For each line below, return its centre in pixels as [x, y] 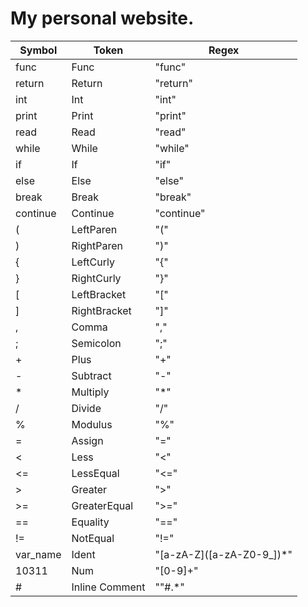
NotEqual [93, 538]
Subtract [91, 375]
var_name [38, 554]
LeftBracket [99, 294]
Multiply [90, 392]
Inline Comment [108, 587]
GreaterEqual [102, 505]
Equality [90, 522]
